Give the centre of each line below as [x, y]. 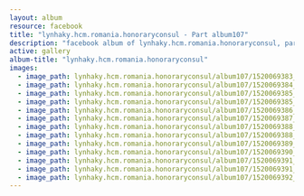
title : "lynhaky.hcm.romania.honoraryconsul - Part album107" [129, 34]
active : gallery [40, 51]
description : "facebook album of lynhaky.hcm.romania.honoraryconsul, [145, 43]
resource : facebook [46, 26]
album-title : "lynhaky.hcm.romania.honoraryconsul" [109, 60]
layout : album [36, 18]
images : [24, 69]
